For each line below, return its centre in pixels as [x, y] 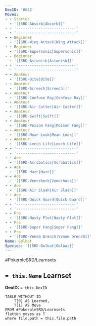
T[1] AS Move [27, 306]
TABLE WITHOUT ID [23, 297]
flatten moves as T [25, 314]
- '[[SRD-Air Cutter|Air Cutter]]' [46, 107]
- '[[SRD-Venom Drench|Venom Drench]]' [51, 236]
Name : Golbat [19, 241]
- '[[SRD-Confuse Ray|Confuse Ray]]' [48, 98]
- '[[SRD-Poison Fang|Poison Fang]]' [48, 125]
